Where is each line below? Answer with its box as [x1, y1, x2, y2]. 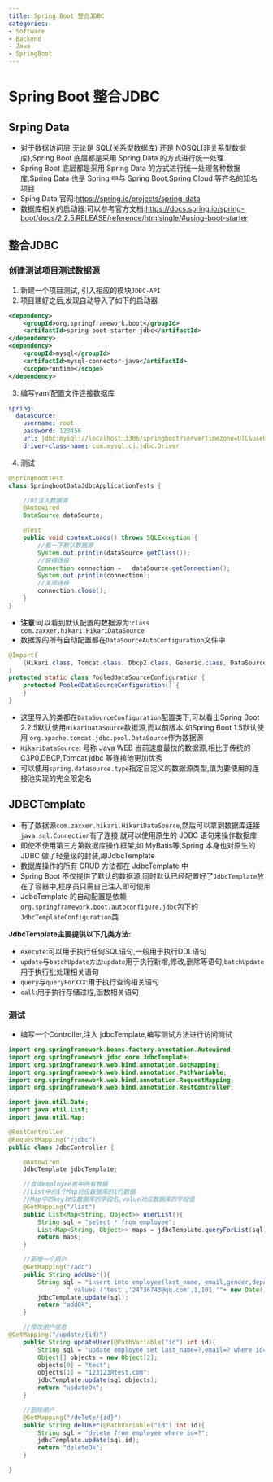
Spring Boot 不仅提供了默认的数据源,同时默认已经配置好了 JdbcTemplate [19, 870, 258, 880]
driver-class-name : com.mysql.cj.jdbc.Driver [23, 441, 180, 450]
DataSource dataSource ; [23, 511, 104, 520]
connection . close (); [37, 587, 107, 595]
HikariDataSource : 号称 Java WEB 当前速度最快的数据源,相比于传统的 [19, 743, 251, 752]
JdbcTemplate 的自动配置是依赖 [19, 891, 128, 901]
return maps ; [37, 1233, 82, 1242]
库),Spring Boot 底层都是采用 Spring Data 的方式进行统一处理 [19, 153, 225, 163]
